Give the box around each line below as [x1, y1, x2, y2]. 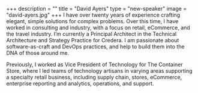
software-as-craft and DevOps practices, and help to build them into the [6, 43, 185, 50]
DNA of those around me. [6, 49, 70, 56]
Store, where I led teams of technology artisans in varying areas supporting [6, 67, 193, 74]
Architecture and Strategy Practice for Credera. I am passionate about [6, 37, 179, 44]
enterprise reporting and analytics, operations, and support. [6, 80, 154, 87]
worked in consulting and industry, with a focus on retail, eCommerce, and [6, 24, 190, 31]
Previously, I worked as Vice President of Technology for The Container [6, 61, 183, 68]
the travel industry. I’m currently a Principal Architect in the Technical [6, 30, 177, 38]
